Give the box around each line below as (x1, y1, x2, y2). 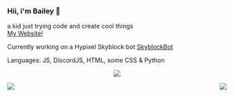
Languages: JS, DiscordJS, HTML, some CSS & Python (7, 56, 165, 64)
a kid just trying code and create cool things (7, 22, 134, 30)
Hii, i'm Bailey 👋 (7, 6, 61, 16)
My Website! (7, 29, 43, 37)
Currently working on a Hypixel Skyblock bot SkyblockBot (7, 43, 173, 51)
